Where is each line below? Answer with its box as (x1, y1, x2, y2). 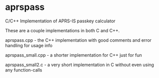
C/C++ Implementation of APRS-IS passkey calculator (5, 18, 116, 24)
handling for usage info (5, 42, 53, 48)
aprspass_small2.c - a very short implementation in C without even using (5, 62, 154, 68)
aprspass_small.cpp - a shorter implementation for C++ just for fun (5, 52, 143, 58)
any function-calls (5, 67, 42, 73)
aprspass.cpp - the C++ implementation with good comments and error (5, 37, 152, 43)
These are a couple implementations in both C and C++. (5, 27, 120, 33)
